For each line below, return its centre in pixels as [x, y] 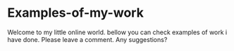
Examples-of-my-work [76, 13]
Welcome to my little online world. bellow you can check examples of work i [117, 32]
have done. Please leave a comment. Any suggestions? [87, 39]
